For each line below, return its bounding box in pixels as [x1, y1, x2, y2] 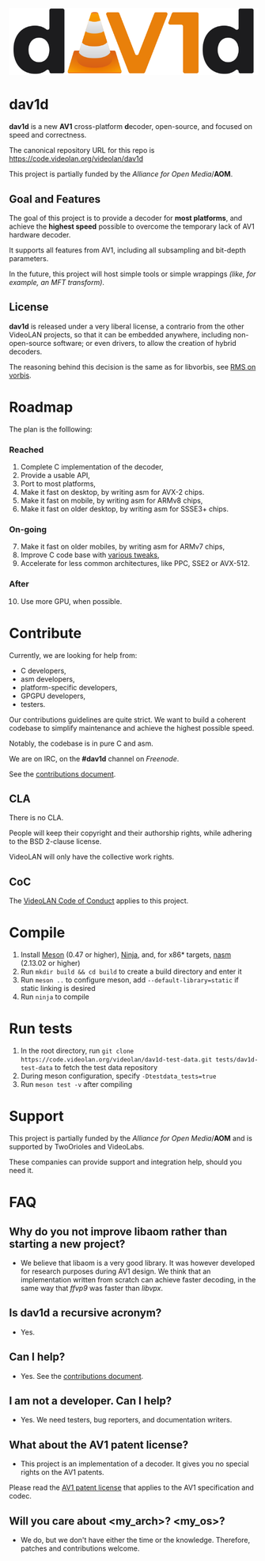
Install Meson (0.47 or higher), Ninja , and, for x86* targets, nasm [20, 950, 232, 959]
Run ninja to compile [20, 992, 89, 1001]
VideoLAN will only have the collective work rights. [9, 852, 175, 862]
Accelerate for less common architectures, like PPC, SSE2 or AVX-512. [20, 559, 250, 568]
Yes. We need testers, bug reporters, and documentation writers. [20, 1415, 233, 1425]
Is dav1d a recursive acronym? [9, 1306, 162, 1320]
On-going [9, 523, 47, 534]
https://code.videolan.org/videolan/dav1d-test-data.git [20, 1056, 213, 1064]
